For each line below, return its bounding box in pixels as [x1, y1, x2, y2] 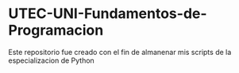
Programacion [8, 21, 104, 39]
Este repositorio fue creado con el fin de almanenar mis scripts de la [8, 47, 232, 57]
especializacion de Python [8, 56, 95, 65]
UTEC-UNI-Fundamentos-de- [8, 5, 208, 23]
